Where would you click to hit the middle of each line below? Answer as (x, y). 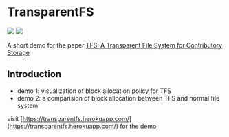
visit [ (15, 118)
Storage (18, 52)
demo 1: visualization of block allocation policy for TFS (94, 91)
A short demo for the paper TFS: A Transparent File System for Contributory (115, 45)
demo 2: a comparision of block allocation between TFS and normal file (118, 98)
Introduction (34, 74)
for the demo (138, 126)
